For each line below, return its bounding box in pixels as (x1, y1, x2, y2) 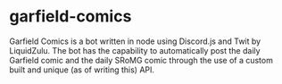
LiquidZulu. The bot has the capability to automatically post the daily (9, 45, 261, 55)
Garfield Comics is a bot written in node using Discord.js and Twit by (9, 36, 261, 46)
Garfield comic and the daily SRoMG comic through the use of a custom (9, 55, 274, 65)
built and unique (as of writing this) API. (9, 64, 154, 75)
